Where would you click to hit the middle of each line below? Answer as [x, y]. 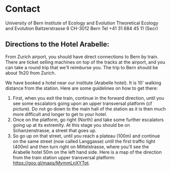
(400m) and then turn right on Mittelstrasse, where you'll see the [81, 147]
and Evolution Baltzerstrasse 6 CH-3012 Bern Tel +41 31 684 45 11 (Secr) [82, 28]
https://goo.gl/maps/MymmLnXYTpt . [51, 163]
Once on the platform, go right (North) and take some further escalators [88, 120]
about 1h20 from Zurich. [31, 73]
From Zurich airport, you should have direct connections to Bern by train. [82, 56]
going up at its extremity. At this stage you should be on [71, 125]
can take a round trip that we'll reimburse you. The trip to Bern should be [82, 67]
